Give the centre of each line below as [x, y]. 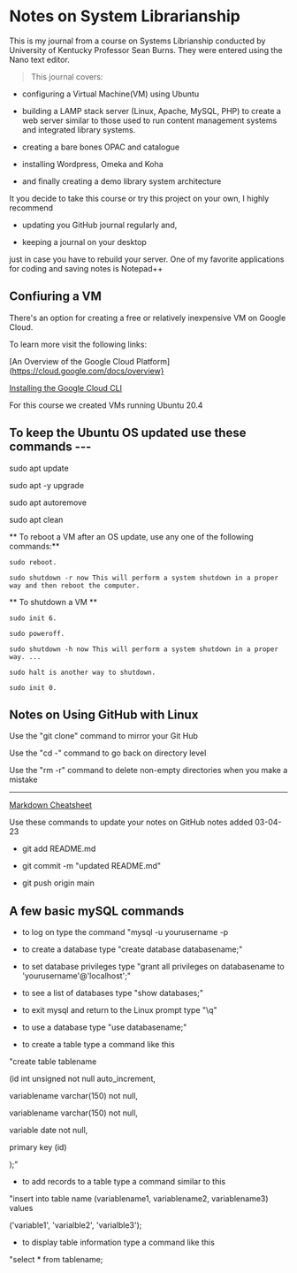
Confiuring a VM [55, 297]
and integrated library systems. [79, 129]
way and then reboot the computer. [75, 586]
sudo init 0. [33, 687]
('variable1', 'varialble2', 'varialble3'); [76, 1225]
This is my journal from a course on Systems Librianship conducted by [137, 41]
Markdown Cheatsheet [51, 805]
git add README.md [59, 849]
